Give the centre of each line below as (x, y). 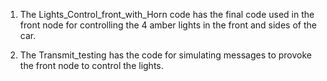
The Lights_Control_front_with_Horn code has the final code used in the (167, 14)
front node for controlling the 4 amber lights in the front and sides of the (168, 25)
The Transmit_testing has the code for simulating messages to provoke (166, 55)
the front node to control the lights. (91, 65)
